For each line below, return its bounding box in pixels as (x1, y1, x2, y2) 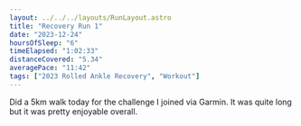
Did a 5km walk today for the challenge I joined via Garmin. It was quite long (9, 96, 292, 107)
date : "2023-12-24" (9, 30, 83, 39)
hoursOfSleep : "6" (9, 38, 79, 48)
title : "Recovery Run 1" (9, 22, 103, 31)
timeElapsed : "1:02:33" (9, 47, 99, 56)
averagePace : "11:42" (9, 64, 91, 73)
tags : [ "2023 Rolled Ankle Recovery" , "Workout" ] (9, 72, 201, 81)
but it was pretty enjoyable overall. (9, 105, 138, 117)
